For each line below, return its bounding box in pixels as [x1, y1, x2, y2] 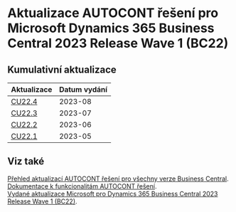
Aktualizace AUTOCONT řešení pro [7, 5, 219, 21]
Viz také [7, 155, 45, 168]
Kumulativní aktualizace [7, 63, 117, 75]
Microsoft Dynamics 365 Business [7, 20, 215, 36]
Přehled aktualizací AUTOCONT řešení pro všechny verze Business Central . [7, 174, 229, 183]
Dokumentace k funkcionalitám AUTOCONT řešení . [7, 181, 157, 190]
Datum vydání [59, 85, 108, 94]
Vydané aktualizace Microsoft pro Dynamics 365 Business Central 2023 [7, 189, 218, 198]
